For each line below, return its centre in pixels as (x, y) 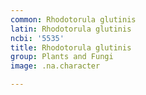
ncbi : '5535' (37, 38)
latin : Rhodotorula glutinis (71, 29)
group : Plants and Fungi (62, 57)
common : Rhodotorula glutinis (73, 19)
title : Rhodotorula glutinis (71, 47)
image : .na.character (55, 66)
